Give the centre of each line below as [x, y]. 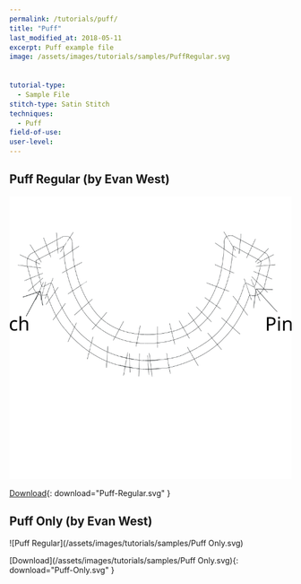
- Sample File [43, 94]
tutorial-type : [38, 85]
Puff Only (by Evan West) [81, 522]
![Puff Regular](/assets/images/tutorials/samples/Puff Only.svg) [126, 543]
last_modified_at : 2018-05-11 [66, 38]
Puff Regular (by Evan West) [90, 179]
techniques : [31, 113]
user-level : [31, 142]
